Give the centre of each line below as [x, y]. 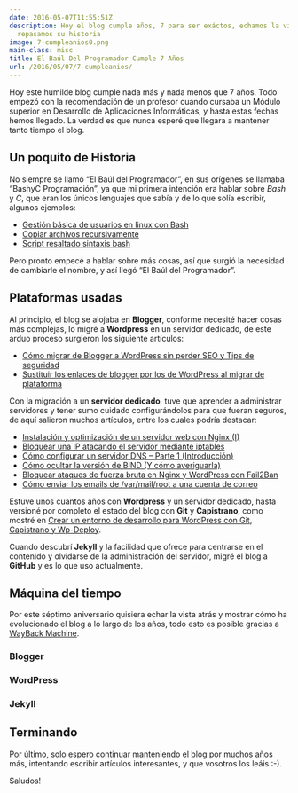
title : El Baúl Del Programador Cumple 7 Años [97, 59]
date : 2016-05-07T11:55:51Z [61, 17]
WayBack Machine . [44, 633]
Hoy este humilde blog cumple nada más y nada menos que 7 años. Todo [143, 92]
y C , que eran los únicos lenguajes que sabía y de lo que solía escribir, [137, 198]
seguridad [41, 365]
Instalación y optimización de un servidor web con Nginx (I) [131, 436]
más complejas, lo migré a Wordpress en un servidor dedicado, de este [141, 328]
